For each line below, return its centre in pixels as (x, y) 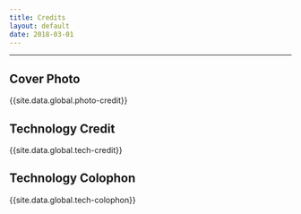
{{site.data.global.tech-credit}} (66, 150)
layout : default (39, 26)
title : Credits (38, 17)
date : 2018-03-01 (42, 34)
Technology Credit (62, 128)
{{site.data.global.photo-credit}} (69, 100)
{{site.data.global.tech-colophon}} (73, 200)
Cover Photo (45, 78)
